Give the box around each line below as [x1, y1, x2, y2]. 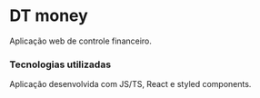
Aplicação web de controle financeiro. [9, 35, 153, 46]
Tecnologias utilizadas [9, 58, 112, 71]
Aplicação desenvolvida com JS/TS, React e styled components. [9, 79, 252, 90]
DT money [9, 5, 88, 26]
